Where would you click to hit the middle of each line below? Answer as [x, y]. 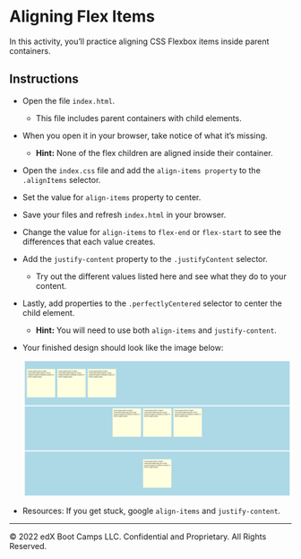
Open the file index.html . [69, 100]
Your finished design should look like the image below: [123, 347]
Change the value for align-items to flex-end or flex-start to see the [152, 231]
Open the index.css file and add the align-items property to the [142, 170]
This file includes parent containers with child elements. [138, 118]
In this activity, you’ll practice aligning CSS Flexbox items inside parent [139, 41]
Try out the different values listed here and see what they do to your [161, 276]
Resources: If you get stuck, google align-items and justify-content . [151, 511]
